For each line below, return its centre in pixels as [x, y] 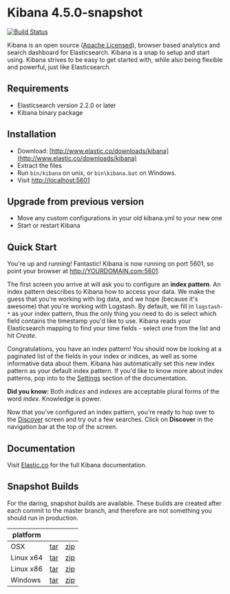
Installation [32, 135]
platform [27, 535]
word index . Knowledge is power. [54, 399]
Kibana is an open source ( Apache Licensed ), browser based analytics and [114, 45]
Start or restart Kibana [49, 226]
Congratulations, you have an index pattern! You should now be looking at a [114, 349]
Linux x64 [27, 558]
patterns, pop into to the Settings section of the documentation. [97, 378]
